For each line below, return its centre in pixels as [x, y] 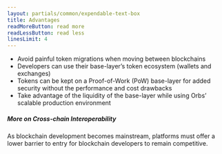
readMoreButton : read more [46, 26]
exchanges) [34, 74]
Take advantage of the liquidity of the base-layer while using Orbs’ [112, 96]
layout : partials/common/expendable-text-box [73, 13]
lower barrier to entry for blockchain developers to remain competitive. [108, 144]
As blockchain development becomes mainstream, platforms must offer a [111, 136]
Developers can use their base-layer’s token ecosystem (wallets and [114, 66]
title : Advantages [33, 20]
